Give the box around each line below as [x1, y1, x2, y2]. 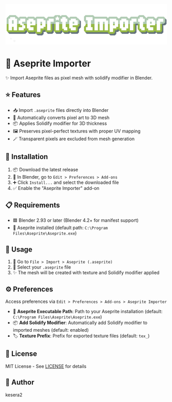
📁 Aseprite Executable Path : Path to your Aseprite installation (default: [12, 309, 163, 314]
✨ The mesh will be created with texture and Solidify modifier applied [12, 270, 160, 276]
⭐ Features [5, 90, 41, 99]
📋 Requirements [5, 201, 60, 209]
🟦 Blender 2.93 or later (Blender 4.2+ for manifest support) [12, 217, 139, 223]
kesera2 [5, 392, 23, 398]
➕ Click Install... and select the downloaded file [12, 179, 119, 185]
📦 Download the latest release [12, 166, 79, 173]
